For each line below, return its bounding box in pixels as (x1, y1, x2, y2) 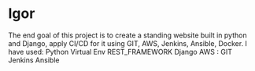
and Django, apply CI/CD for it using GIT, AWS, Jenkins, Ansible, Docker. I (8, 38, 248, 48)
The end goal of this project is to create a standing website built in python (8, 30, 247, 40)
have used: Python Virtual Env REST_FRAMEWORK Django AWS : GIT (8, 47, 232, 56)
